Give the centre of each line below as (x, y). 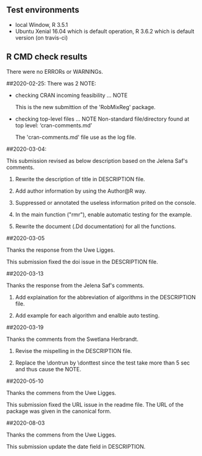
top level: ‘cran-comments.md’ (54, 125)
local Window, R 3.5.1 (41, 24)
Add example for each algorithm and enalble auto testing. (87, 315)
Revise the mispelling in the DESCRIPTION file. (74, 351)
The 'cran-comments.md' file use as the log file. (75, 137)
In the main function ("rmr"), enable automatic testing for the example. (103, 214)
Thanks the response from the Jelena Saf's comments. (75, 285)
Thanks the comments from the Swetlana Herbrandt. (72, 339)
